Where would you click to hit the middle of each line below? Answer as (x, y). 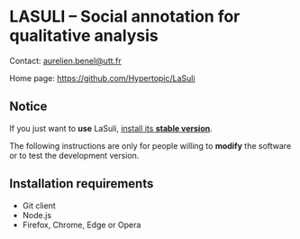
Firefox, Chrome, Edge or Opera (82, 225)
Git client (39, 206)
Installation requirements (82, 184)
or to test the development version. (74, 155)
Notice (28, 107)
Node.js (37, 215)
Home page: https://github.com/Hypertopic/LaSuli (102, 78)
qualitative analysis (84, 36)
